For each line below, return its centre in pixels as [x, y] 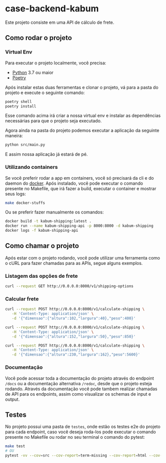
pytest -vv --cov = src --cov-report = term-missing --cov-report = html [76, 456]
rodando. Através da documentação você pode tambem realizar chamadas [81, 389]
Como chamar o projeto [42, 246]
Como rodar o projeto [39, 38]
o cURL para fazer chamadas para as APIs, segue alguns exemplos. [74, 263]
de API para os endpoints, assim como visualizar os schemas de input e [78, 394]
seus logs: [16, 194]
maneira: [14, 136]
